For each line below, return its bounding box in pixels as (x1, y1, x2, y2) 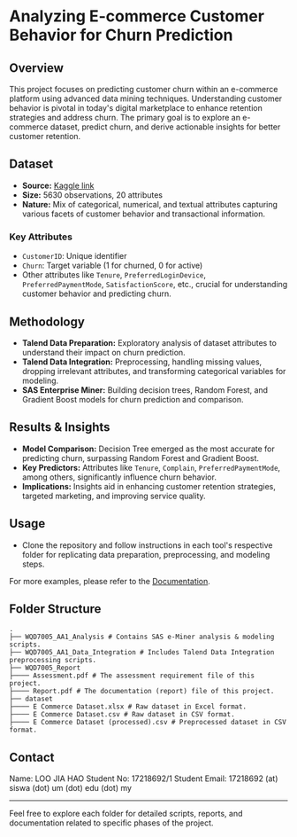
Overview (9, 60, 65, 75)
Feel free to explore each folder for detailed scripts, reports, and (9, 809, 243, 819)
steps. (21, 559, 45, 569)
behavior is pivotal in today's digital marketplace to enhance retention (9, 103, 263, 113)
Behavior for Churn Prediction (9, 25, 233, 45)
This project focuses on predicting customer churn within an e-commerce (9, 84, 278, 94)
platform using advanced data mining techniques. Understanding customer (9, 93, 283, 104)
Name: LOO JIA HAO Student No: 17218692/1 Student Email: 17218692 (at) (9, 773, 278, 784)
